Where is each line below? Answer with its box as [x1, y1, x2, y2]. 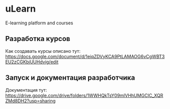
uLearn [5, 3, 36, 15]
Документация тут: [5, 87, 47, 93]
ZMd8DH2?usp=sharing [5, 97, 56, 104]
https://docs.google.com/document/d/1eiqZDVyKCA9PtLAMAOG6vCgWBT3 [5, 53, 165, 59]
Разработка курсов [5, 34, 70, 43]
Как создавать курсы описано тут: [5, 48, 80, 54]
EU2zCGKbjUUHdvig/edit [5, 59, 59, 65]
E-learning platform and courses [5, 20, 73, 26]
